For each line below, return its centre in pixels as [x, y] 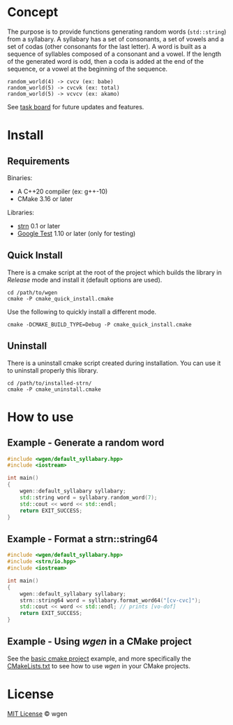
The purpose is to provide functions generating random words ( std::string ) [117, 32]
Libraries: [21, 212]
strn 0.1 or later [39, 226]
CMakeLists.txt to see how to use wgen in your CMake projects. [99, 665]
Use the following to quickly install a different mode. [82, 312]
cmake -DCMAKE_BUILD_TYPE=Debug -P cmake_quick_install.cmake [99, 324]
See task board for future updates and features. [76, 106]
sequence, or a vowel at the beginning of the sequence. [88, 69]
